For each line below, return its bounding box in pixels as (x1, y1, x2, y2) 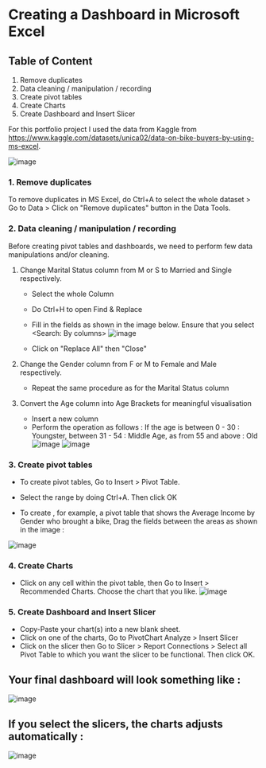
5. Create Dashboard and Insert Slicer (8, 606, 156, 618)
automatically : (8, 730, 84, 743)
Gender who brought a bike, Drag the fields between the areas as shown (19, 516, 258, 526)
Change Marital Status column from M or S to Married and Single (19, 265, 233, 275)
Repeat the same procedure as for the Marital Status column (31, 383, 229, 392)
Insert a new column (31, 414, 99, 423)
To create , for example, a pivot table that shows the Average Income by (19, 508, 256, 517)
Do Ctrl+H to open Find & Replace (31, 304, 143, 314)
